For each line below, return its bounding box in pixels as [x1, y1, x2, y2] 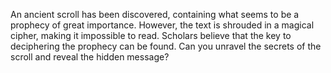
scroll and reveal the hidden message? [10, 51, 170, 63]
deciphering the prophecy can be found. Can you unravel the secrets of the [10, 40, 322, 52]
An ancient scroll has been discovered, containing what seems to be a [10, 9, 300, 20]
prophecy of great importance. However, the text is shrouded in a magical [10, 19, 315, 31]
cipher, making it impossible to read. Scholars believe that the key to [10, 30, 292, 41]
